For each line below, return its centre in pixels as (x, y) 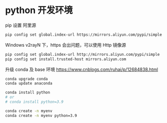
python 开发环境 (39, 10)
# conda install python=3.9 (34, 102)
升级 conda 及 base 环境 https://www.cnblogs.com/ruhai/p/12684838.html (82, 69)
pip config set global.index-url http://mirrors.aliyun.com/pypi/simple (82, 54)
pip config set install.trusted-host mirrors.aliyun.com (66, 59)
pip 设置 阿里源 (21, 25)
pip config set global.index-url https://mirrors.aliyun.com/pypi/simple (84, 35)
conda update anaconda (29, 83)
